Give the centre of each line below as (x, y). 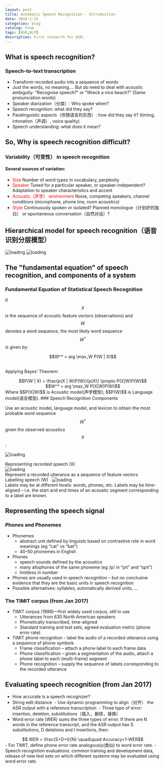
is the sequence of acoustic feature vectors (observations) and (69, 315)
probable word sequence (31, 413)
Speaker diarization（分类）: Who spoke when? (61, 103)
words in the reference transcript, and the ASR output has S (73, 724)
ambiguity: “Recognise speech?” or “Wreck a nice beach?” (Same (79, 92)
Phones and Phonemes (33, 525)
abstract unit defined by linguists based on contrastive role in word (87, 541)
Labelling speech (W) (27, 480)
